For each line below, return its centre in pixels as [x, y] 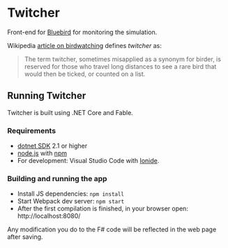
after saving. [25, 237]
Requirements [32, 130]
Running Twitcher [47, 96]
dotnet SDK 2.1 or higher [52, 146]
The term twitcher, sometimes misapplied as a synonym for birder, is [123, 59]
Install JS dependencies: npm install [70, 194]
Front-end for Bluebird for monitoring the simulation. [82, 32]
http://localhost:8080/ [49, 216]
